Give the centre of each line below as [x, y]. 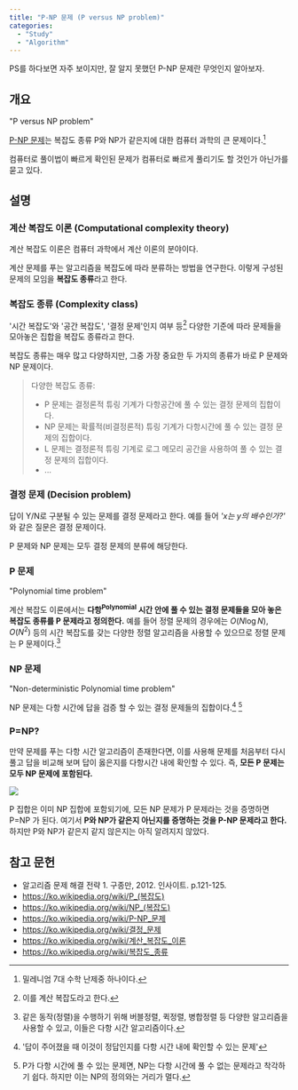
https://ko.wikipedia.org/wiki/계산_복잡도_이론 [104, 940]
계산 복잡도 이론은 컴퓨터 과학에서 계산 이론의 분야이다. [104, 249]
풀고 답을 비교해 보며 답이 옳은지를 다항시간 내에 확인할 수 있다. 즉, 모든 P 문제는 [147, 763]
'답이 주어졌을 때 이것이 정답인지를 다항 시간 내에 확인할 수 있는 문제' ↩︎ [145, 1046]
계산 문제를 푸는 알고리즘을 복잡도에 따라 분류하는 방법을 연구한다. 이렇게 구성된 [146, 268]
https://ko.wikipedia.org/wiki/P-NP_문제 [94, 918]
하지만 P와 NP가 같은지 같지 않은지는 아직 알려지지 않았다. [110, 831]
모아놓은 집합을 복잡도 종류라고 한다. [72, 337]
